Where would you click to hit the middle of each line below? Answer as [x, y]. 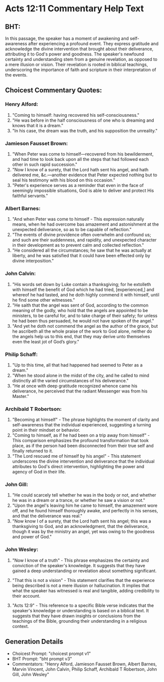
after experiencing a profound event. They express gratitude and [93, 44]
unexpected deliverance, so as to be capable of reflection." [72, 230]
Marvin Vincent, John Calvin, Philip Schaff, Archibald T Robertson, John [85, 669]
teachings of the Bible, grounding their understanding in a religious [80, 621]
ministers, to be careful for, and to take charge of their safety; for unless [85, 315]
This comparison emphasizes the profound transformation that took [80, 441]
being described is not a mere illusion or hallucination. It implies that [81, 585]
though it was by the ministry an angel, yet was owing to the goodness [83, 532]
